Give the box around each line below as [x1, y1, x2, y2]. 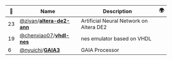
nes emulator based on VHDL [81, 35, 152, 42]
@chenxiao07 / [19, 32, 55, 39]
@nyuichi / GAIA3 [19, 47, 60, 53]
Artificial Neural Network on [81, 17, 148, 24]
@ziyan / [19, 17, 40, 24]
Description [102, 8, 132, 15]
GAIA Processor [81, 47, 119, 53]
